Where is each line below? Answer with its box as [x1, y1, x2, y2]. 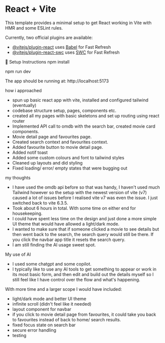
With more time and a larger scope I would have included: [5, 286, 122, 292]
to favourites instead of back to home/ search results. [12, 316, 122, 322]
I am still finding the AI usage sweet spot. [12, 241, 96, 247]
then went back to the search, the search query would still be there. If [12, 231, 154, 237]
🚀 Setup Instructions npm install [5, 59, 70, 65]
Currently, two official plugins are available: [5, 34, 93, 40]
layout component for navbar [12, 306, 71, 312]
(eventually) [12, 102, 37, 108]
